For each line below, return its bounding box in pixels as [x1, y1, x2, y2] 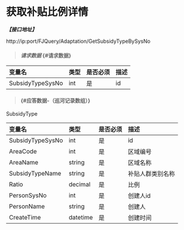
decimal [68, 180, 91, 188]
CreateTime [9, 214, 41, 222]
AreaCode [9, 147, 37, 155]
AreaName [9, 158, 39, 167]
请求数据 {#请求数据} [20, 52, 71, 59]
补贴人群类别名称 [128, 170, 175, 178]
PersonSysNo [9, 191, 47, 199]
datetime [68, 214, 93, 222]
